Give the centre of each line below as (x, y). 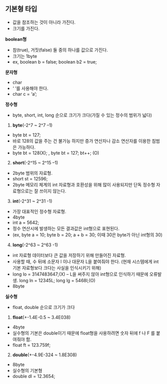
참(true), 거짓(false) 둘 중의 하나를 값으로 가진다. (60, 50)
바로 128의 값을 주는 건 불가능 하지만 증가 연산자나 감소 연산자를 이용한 (81, 141)
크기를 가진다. (26, 28)
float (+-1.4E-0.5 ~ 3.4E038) (42, 317)
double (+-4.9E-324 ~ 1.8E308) (45, 355)
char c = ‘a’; (25, 94)
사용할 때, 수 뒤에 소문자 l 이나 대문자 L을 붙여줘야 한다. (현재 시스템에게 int (86, 262)
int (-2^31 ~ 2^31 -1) (32, 201)
